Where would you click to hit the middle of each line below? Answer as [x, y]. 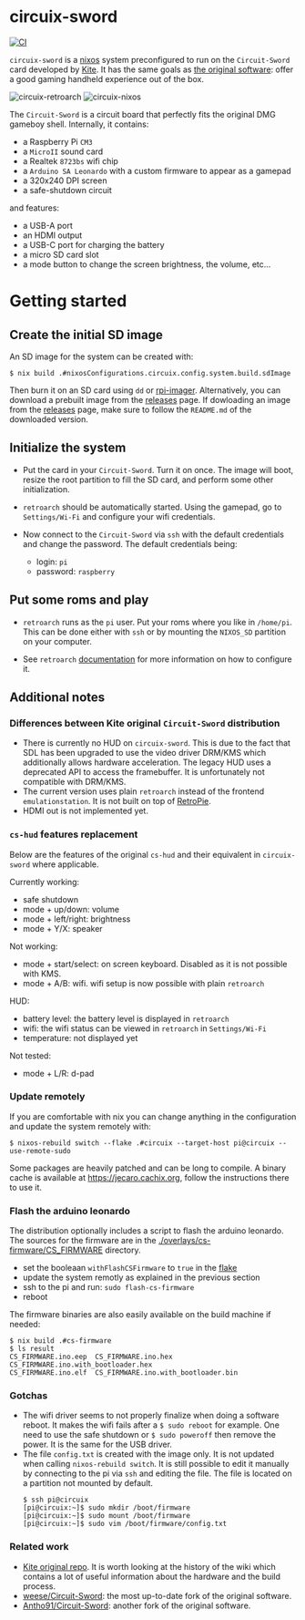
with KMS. [42, 974]
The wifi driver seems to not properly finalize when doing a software [151, 1416]
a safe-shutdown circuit [67, 190]
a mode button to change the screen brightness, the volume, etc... [147, 264]
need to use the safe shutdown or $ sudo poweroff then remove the [149, 1435]
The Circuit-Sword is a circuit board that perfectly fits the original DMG [142, 114]
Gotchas [29, 1396]
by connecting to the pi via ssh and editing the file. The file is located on [158, 1473]
